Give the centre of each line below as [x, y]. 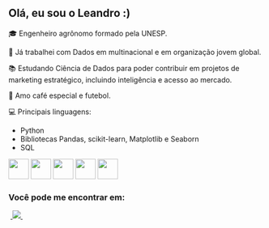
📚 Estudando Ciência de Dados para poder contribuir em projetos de [124, 68]
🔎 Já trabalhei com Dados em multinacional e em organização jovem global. [135, 52]
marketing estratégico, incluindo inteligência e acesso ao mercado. [120, 79]
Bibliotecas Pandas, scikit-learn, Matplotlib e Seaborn [110, 139]
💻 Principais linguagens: [50, 112]
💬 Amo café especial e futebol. [60, 95]
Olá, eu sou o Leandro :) [70, 13]
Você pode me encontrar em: [67, 197]
